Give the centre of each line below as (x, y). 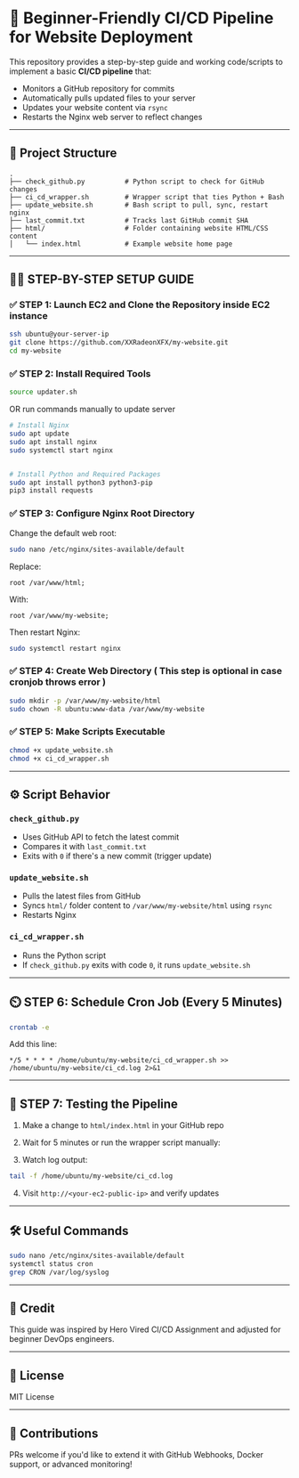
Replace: (25, 566)
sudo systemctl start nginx (61, 450)
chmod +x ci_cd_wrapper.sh (59, 759)
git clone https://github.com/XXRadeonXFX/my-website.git (119, 343)
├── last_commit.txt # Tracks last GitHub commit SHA (129, 220)
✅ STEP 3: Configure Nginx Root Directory (102, 514)
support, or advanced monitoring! (71, 1465)
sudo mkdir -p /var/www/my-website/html (85, 701)
